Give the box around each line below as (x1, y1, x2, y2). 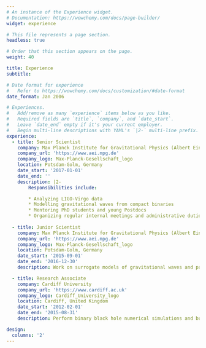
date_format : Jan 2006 (6, 93, 64, 100)
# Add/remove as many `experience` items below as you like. (6, 110, 172, 117)
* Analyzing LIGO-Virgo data (28, 196, 103, 202)
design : (6, 326, 26, 333)
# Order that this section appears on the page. (6, 49, 133, 55)
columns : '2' (12, 332, 45, 338)
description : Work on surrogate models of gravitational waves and (17, 264, 193, 271)
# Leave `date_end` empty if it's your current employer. (6, 122, 164, 128)
